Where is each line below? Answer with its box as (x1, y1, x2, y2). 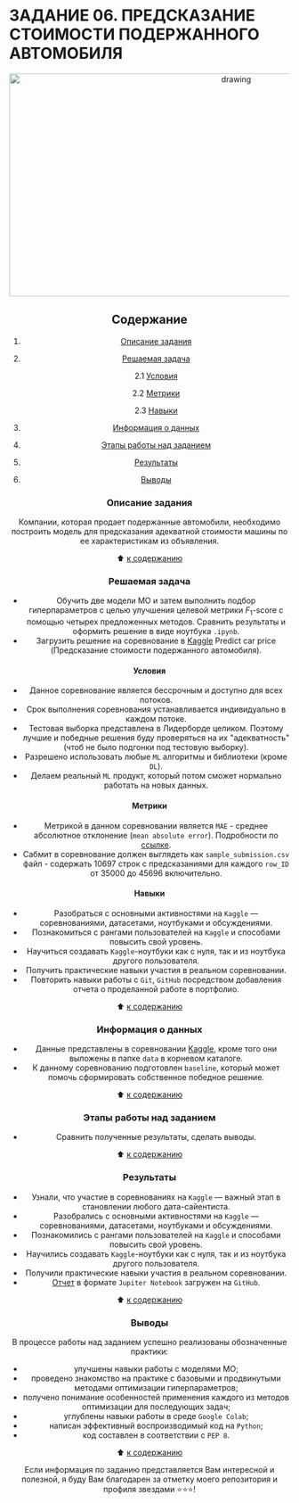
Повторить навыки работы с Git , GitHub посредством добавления (30, 974, 282, 985)
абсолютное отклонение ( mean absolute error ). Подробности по (34, 830, 279, 840)
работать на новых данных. (103, 780, 209, 790)
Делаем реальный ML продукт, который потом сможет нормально (30, 771, 282, 781)
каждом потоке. (125, 714, 187, 724)
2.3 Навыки (134, 405, 178, 416)
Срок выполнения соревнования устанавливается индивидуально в (26, 704, 287, 714)
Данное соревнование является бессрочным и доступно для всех (29, 685, 283, 696)
